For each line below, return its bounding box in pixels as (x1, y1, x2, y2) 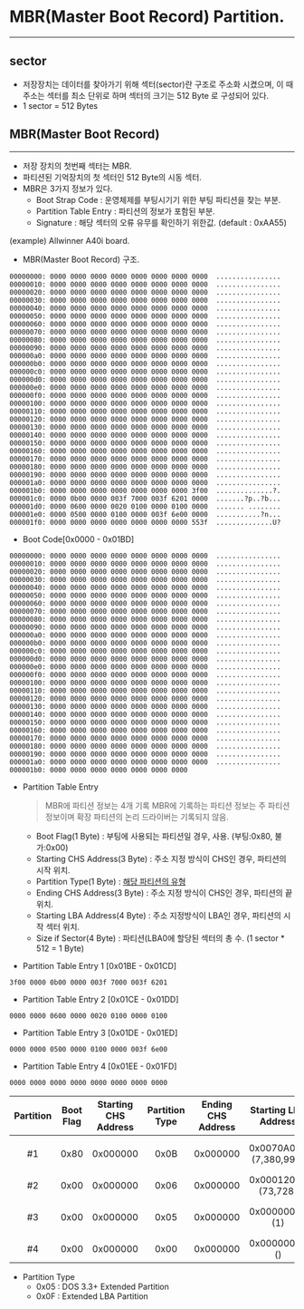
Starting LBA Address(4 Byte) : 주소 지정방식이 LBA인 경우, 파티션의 (35, 909, 282, 921)
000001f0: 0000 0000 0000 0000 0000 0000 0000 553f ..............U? (9, 518, 281, 527)
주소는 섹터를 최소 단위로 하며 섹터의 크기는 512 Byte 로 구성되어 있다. (22, 90, 270, 101)
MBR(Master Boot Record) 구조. (22, 254, 140, 265)
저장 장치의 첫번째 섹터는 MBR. (22, 160, 133, 171)
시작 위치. (35, 864, 71, 876)
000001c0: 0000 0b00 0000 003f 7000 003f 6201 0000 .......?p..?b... (9, 494, 281, 503)
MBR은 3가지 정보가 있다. (22, 183, 113, 194)
